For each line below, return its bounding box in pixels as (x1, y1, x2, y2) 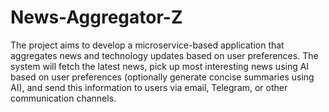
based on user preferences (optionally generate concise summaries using (10, 71, 315, 83)
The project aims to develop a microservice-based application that (10, 39, 285, 51)
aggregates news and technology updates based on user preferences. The (10, 49, 319, 61)
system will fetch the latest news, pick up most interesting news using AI (10, 60, 310, 72)
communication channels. (10, 92, 117, 104)
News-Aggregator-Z (10, 6, 183, 29)
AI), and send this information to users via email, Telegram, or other (10, 81, 288, 93)
